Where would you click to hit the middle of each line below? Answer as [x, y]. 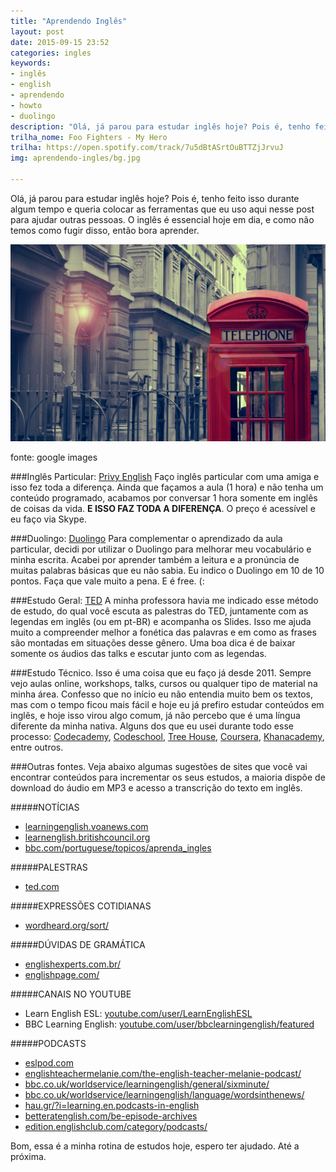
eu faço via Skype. [48, 519]
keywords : [31, 63]
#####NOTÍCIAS [45, 807]
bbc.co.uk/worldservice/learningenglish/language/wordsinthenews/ [164, 1094]
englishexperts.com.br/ [72, 964]
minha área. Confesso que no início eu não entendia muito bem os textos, [162, 694]
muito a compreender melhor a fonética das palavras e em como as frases [163, 632]
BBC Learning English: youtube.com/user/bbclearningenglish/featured [169, 1024]
